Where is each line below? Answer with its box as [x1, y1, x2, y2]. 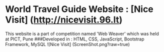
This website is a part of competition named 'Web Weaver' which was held [5, 30, 159, 36]
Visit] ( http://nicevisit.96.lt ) [5, 14, 122, 25]
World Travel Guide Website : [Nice [5, 3, 153, 15]
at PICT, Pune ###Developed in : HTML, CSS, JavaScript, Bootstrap [5, 36, 144, 42]
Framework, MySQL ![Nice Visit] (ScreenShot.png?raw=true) [5, 41, 130, 47]
